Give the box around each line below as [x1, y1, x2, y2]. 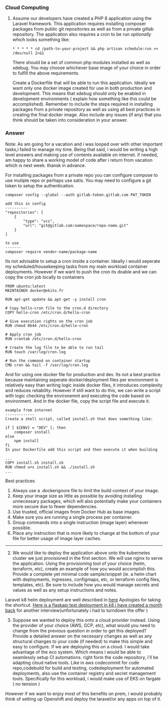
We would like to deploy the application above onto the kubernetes [12, 550, 150, 556]
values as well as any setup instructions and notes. [12, 587, 117, 593]
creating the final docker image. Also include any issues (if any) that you [12, 112, 161, 118]
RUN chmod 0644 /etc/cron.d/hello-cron [5, 323, 88, 328]
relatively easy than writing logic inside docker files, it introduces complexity [5, 382, 162, 388]
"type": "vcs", [23, 218, 55, 224]
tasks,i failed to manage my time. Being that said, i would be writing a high [5, 146, 158, 152]
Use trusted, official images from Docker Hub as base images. [12, 509, 141, 515]
